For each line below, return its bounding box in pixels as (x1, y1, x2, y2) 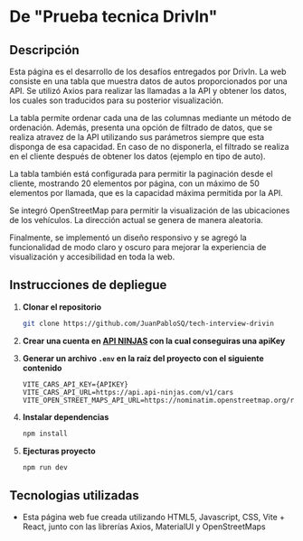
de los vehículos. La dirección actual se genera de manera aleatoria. (9, 215, 264, 225)
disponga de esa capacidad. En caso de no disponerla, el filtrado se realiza (9, 142, 289, 152)
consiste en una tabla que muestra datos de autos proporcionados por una (9, 76, 288, 87)
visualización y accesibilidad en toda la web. (9, 251, 175, 262)
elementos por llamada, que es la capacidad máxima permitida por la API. (9, 188, 283, 198)
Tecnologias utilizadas (9, 488, 139, 503)
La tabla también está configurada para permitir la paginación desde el (9, 169, 273, 179)
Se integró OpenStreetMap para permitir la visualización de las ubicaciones (9, 205, 290, 216)
